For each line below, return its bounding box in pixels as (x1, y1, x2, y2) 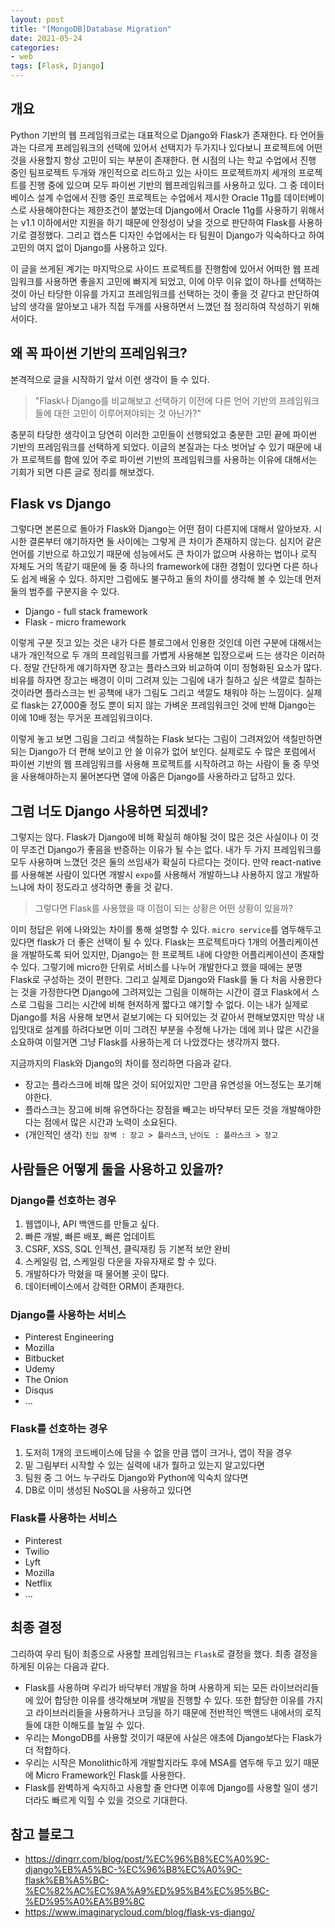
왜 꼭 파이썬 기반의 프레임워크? (10, 345, 188, 362)
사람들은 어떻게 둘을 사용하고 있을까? (10, 1161, 224, 1178)
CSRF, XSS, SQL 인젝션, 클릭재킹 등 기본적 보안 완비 (24, 1242, 231, 1255)
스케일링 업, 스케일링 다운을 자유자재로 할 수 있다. (24, 1255, 217, 1267)
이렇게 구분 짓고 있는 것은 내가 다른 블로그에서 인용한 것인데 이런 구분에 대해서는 (10, 637, 323, 649)
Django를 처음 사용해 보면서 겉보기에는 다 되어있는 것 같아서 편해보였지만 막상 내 (10, 1011, 325, 1023)
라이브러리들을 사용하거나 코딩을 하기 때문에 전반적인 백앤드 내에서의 (35, 1706, 303, 1718)
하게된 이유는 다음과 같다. (10, 1660, 110, 1672)
